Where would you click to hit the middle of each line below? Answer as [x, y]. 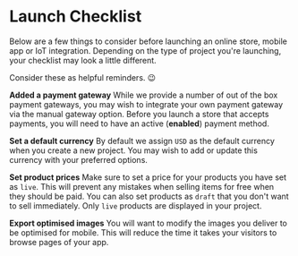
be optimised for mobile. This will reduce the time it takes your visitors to [143, 232]
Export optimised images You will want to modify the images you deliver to [149, 223]
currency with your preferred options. [78, 159]
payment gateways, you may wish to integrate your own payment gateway [146, 104]
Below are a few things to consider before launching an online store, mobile [149, 41]
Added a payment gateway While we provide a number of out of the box [144, 95]
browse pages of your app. [59, 242]
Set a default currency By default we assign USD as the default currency [142, 141]
